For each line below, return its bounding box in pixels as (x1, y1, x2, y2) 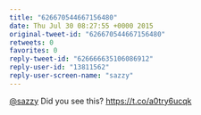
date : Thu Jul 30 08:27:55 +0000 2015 (9, 21, 154, 30)
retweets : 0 (9, 37, 54, 47)
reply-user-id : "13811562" (9, 63, 110, 72)
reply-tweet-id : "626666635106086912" (9, 54, 154, 63)
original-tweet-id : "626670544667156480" (9, 29, 166, 38)
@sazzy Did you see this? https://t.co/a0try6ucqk (9, 95, 192, 106)
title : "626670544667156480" (9, 12, 118, 22)
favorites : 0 (9, 46, 58, 55)
